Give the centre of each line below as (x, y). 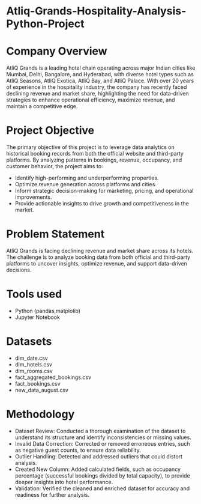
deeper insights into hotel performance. (64, 482)
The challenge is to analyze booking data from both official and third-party (98, 257)
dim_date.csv (31, 358)
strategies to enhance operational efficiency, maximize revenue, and (91, 100)
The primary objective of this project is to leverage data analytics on (91, 147)
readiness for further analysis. (52, 494)
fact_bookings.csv (38, 383)
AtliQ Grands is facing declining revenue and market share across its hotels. (100, 251)
